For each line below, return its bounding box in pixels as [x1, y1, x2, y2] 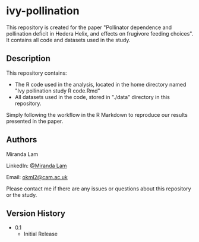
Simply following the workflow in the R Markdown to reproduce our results [6, 111, 188, 118]
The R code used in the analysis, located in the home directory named [14, 81, 187, 88]
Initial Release [23, 230, 58, 238]
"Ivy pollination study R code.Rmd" [14, 87, 100, 94]
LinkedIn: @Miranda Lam [6, 162, 67, 169]
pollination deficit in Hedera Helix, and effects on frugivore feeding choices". [6, 30, 194, 37]
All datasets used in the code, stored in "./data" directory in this [14, 93, 170, 100]
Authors [6, 135, 37, 145]
